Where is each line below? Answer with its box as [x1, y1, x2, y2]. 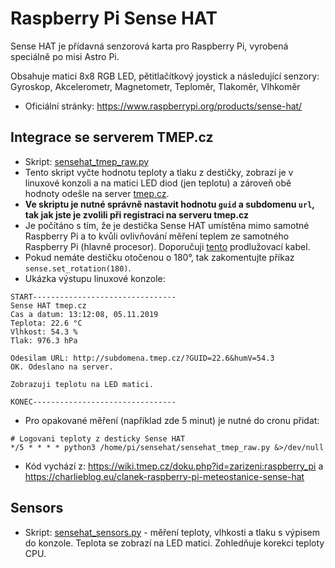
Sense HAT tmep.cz [10, 300, 87, 311]
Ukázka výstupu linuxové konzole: [24, 272, 166, 284]
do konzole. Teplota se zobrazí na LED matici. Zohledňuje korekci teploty [24, 537, 325, 549]
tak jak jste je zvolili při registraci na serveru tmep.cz [24, 208, 250, 221]
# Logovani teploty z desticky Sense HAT [10, 433, 186, 444]
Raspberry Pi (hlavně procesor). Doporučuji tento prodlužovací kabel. [24, 240, 311, 252]
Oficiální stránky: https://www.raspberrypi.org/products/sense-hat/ [24, 100, 303, 112]
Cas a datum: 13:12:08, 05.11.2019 [10, 309, 159, 319]
